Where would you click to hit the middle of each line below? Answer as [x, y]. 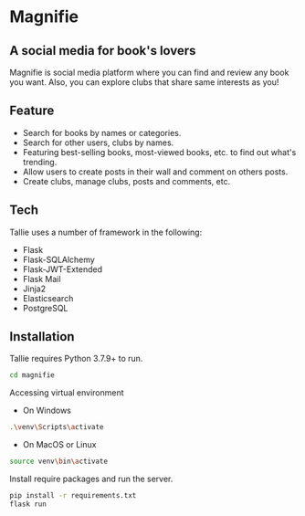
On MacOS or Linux [59, 445]
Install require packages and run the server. [91, 479]
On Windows [47, 411]
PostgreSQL [45, 308]
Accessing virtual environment [67, 393]
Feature [32, 111]
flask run [28, 504]
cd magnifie [32, 375]
